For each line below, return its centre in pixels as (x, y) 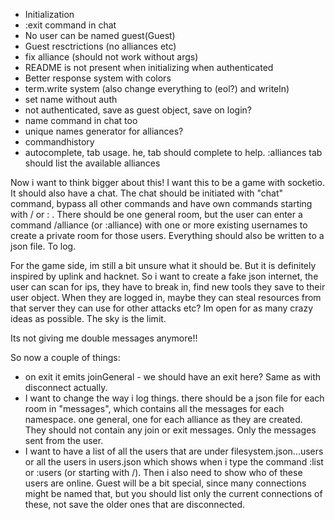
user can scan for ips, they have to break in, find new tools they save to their (168, 287)
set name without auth (71, 99)
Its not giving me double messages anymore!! (104, 338)
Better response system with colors (98, 78)
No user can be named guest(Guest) (100, 35)
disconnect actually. (66, 387)
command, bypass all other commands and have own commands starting (161, 203)
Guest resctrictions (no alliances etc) (100, 46)
